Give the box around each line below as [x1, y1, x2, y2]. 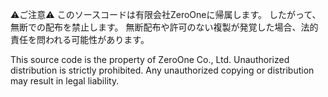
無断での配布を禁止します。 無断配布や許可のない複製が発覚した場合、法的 [10, 21, 319, 33]
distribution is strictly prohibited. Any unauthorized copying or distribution [10, 64, 315, 76]
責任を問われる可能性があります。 [10, 34, 150, 45]
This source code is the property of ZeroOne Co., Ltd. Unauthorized [10, 54, 290, 65]
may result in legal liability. [10, 75, 120, 87]
